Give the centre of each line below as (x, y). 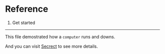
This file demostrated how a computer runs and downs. (60, 37)
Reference (27, 9)
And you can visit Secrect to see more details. (52, 46)
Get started (24, 23)
